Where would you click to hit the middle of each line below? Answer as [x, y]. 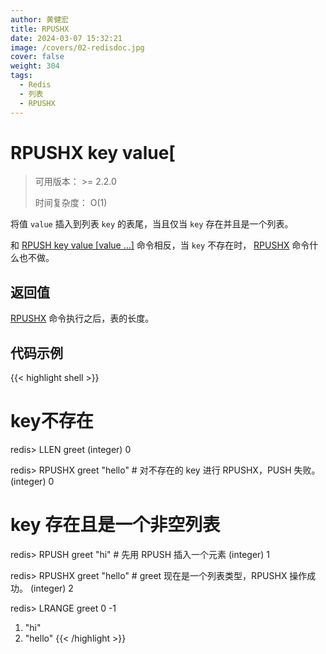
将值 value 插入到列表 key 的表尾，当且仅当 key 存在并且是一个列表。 [152, 224]
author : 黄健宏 [39, 19]
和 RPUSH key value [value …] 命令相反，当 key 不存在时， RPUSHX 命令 [160, 245]
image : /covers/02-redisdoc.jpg [77, 47]
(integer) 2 [51, 588]
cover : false [37, 57]
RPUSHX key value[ [93, 152]
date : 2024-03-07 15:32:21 [66, 38]
